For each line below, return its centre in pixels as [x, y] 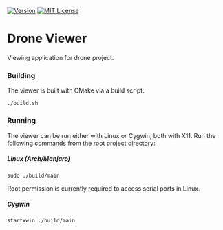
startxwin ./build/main [41, 221]
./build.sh [23, 104]
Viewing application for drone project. [61, 57]
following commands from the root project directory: [82, 143]
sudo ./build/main [33, 175]
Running [22, 121]
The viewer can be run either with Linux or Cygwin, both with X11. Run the [111, 135]
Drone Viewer [47, 39]
